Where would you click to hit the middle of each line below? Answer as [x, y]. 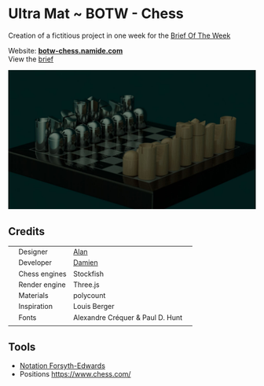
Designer [33, 252]
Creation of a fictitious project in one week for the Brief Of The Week [119, 35]
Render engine [42, 285]
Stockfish [89, 274]
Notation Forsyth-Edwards [62, 366]
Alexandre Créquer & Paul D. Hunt [128, 317]
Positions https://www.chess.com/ [75, 374]
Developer [35, 263]
